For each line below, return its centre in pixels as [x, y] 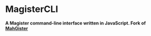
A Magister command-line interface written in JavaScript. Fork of [75, 23]
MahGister [17, 28]
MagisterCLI [32, 9]
